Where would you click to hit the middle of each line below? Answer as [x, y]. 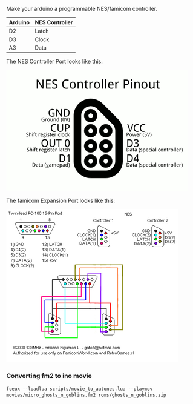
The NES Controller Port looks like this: [54, 61]
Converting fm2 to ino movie [49, 376]
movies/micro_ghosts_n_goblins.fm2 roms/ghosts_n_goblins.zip [86, 395]
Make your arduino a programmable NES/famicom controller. [82, 9]
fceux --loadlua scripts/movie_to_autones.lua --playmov [80, 389]
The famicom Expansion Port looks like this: [61, 200]
